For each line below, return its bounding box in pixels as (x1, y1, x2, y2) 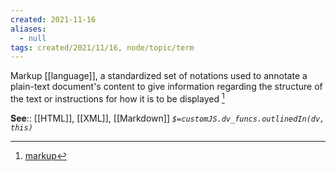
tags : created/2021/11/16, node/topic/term (10, 42, 195, 53)
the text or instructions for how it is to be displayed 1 (10, 91, 225, 105)
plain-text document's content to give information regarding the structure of (10, 81, 323, 93)
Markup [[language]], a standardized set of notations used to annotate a (10, 70, 308, 82)
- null (19, 33, 47, 43)
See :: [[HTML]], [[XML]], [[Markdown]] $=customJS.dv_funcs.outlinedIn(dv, (10, 112, 325, 124)
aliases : (10, 24, 47, 34)
